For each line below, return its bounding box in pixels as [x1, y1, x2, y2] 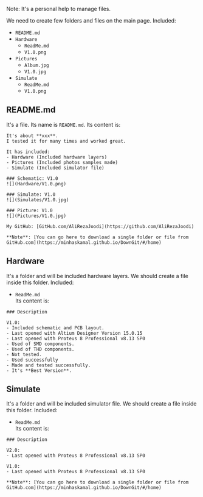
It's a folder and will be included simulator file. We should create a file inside [6, 400, 197, 407]
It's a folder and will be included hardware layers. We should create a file [6, 272, 188, 279]
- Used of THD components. [6, 346, 75, 352]
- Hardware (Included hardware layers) [6, 154, 108, 160]
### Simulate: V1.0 [6, 191, 56, 198]
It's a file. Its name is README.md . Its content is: [6, 121, 120, 128]
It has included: [6, 149, 50, 155]
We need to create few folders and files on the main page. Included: [6, 17, 176, 24]
